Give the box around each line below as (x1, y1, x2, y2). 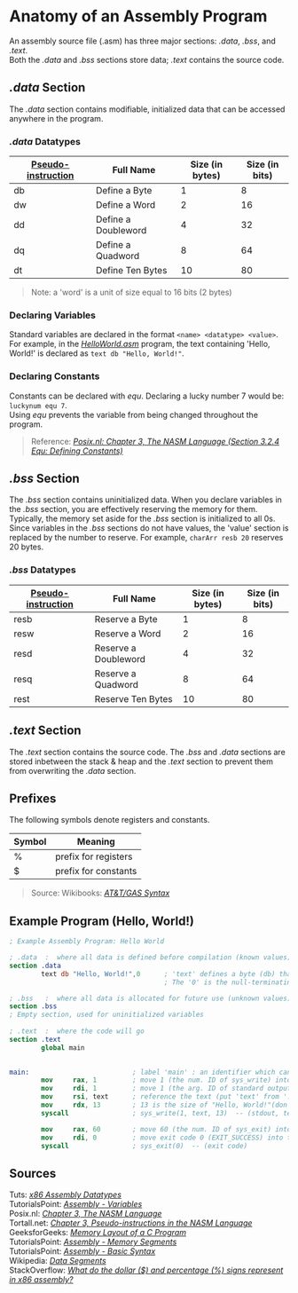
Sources (9, 1165, 57, 1181)
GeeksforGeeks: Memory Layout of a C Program (9, 1227, 187, 1238)
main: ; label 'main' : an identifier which (9, 1068, 276, 1076)
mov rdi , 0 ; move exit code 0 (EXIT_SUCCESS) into (41, 1133, 284, 1142)
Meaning (76, 836, 115, 848)
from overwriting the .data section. (9, 765, 137, 776)
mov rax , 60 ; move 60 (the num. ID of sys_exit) (41, 1124, 272, 1133)
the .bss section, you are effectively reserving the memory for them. (9, 504, 258, 515)
